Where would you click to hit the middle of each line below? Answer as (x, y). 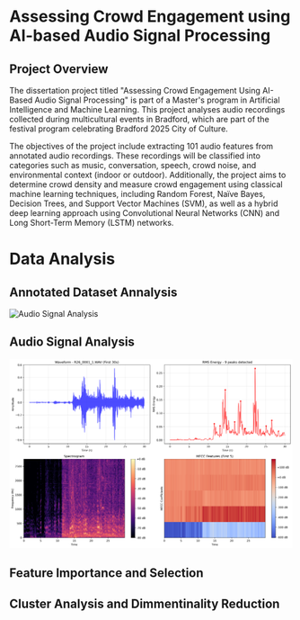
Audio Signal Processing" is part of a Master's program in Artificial (157, 100)
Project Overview (59, 69)
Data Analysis (62, 259)
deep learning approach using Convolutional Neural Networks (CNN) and (145, 213)
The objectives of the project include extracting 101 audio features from (141, 146)
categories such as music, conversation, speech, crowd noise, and (133, 165)
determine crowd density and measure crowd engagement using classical (146, 184)
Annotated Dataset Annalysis (93, 292)
